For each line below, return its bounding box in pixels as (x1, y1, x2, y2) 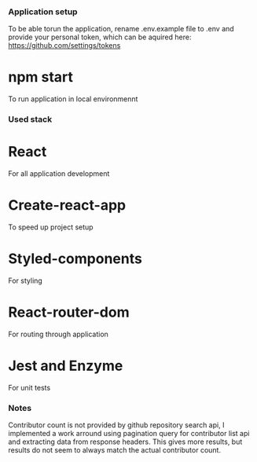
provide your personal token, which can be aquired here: (8, 32, 192, 42)
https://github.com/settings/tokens (8, 41, 121, 50)
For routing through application (8, 329, 108, 339)
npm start (8, 68, 73, 86)
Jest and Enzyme (8, 357, 123, 375)
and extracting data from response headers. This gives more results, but (8, 437, 243, 446)
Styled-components (8, 250, 143, 268)
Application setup (8, 6, 78, 17)
